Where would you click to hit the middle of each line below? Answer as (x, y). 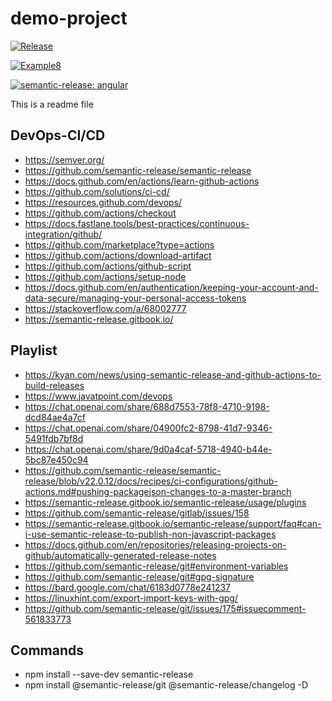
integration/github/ (63, 234)
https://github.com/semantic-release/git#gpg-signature (139, 576)
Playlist (34, 350)
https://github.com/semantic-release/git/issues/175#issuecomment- (165, 608)
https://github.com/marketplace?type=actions (119, 244)
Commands (47, 650)
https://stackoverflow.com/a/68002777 (105, 308)
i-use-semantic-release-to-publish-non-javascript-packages (150, 534)
